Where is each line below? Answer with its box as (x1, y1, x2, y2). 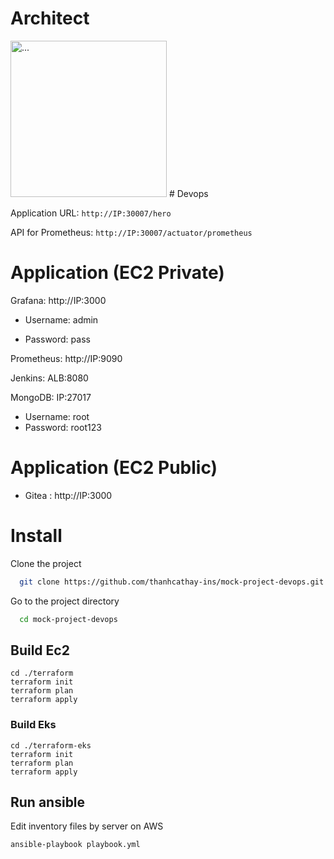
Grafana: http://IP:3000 (10, 294, 107, 306)
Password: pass (24, 333, 91, 345)
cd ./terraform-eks (10, 740, 92, 751)
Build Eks (10, 718, 57, 732)
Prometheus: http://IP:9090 (10, 352, 123, 364)
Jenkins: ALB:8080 (10, 372, 89, 384)
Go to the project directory (10, 595, 120, 607)
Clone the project (10, 557, 82, 569)
